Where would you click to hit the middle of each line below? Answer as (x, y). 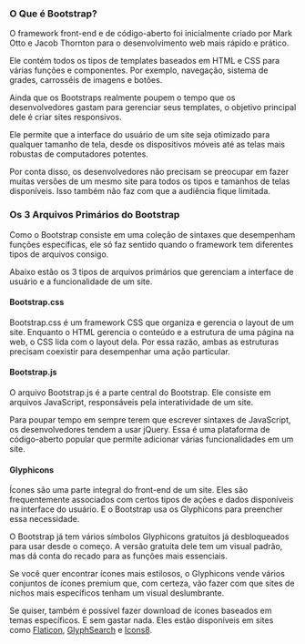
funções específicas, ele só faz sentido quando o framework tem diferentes (152, 244)
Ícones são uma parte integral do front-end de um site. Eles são (129, 490)
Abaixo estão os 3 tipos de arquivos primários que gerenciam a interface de (152, 271)
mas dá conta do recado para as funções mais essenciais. (118, 556)
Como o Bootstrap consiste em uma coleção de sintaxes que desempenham (152, 234)
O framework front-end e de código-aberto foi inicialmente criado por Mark (151, 34)
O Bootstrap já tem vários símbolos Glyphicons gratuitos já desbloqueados (149, 537)
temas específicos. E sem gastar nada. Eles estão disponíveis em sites (142, 620)
